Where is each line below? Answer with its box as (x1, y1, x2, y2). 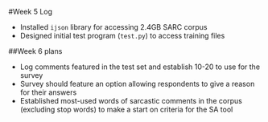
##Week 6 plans (8, 47, 63, 55)
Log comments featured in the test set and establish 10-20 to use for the (19, 62, 260, 71)
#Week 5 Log (8, 7, 53, 16)
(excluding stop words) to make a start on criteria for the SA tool (19, 104, 233, 114)
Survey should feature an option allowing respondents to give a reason (19, 79, 255, 88)
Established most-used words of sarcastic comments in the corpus (19, 96, 243, 105)
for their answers (19, 87, 77, 97)
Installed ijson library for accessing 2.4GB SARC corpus (19, 22, 208, 31)
